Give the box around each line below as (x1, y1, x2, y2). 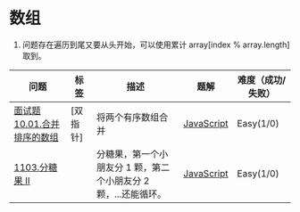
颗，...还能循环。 (96, 188, 167, 200)
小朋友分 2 (105, 175, 150, 187)
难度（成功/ (237, 73, 287, 86)
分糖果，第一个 (96, 148, 160, 160)
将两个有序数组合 (96, 110, 169, 123)
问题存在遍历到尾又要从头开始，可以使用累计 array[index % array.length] (21, 39, 290, 50)
